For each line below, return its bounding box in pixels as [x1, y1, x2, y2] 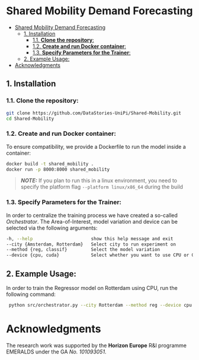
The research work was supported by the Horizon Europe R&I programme [6, 342, 187, 349]
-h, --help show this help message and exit [6, 235, 174, 241]
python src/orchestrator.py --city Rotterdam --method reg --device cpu [8, 302, 192, 308]
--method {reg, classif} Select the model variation [6, 247, 161, 253]
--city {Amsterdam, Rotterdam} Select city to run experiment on [6, 241, 176, 247]
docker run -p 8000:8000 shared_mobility [6, 166, 110, 173]
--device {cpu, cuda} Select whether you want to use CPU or [6, 252, 190, 259]
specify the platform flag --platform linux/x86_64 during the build [20, 183, 184, 190]
